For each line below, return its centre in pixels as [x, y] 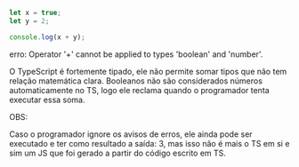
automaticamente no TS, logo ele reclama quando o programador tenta [139, 90]
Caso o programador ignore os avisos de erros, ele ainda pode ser [131, 134]
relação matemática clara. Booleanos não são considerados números [136, 81]
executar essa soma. [48, 99]
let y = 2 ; [29, 21]
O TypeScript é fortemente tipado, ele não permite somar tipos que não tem [148, 71]
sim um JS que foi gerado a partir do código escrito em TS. [118, 153]
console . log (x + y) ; [48, 37]
